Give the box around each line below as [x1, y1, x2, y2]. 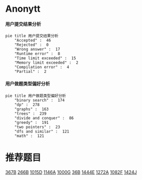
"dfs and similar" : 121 [14, 128, 70, 134]
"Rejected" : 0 [14, 42, 49, 47]
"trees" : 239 [14, 111, 47, 116]
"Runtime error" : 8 [14, 52, 60, 57]
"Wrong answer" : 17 [14, 47, 60, 52]
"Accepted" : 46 [14, 38, 51, 43]
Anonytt [5, 3, 41, 15]
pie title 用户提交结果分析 [5, 34, 59, 39]
